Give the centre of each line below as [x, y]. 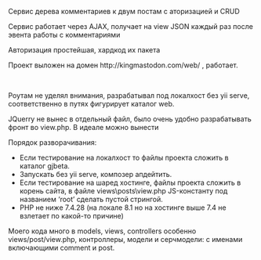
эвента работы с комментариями [64, 35]
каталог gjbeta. [45, 166]
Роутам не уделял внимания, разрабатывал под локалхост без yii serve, [129, 96]
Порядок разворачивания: [53, 143]
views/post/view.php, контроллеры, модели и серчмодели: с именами [125, 239]
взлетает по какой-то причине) [71, 216]
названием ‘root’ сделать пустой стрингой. [91, 199]
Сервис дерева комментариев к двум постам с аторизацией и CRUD [124, 11]
